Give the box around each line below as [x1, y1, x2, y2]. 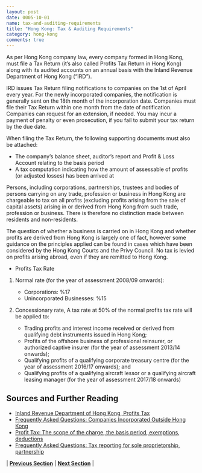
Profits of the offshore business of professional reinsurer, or [24, 338, 173, 344]
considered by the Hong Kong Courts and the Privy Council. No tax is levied [6, 247, 195, 254]
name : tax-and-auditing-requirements [6, 20, 101, 26]
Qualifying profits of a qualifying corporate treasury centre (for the [24, 357, 189, 364]
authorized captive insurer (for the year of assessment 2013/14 [24, 344, 181, 351]
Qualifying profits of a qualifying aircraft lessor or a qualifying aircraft [24, 370, 196, 376]
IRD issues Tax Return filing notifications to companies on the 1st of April [6, 85, 187, 91]
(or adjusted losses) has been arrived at [14, 172, 115, 179]
